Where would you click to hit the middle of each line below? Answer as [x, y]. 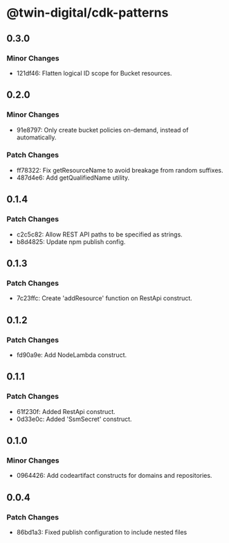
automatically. [36, 137]
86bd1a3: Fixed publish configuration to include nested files [102, 532]
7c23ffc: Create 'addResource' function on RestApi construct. [104, 298]
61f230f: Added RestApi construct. [66, 411]
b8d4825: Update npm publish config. [71, 241]
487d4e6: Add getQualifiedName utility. [73, 178]
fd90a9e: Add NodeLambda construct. [72, 354]
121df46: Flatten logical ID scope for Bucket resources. [94, 73]
